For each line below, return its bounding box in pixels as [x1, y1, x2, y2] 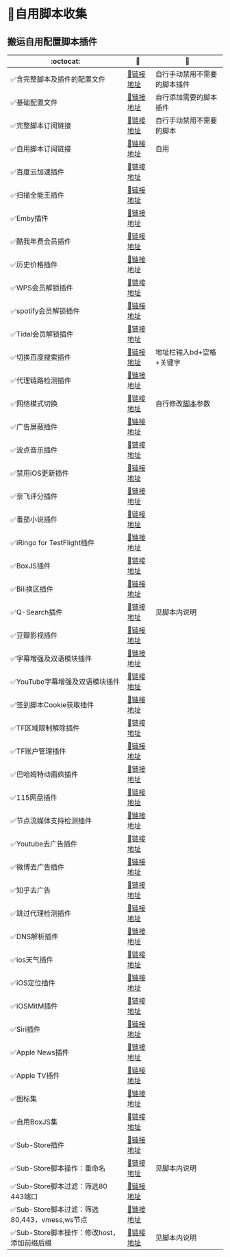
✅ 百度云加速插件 [10, 168, 65, 176]
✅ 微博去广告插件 [10, 862, 65, 872]
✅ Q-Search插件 [10, 608, 63, 616]
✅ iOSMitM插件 [10, 1002, 58, 1011]
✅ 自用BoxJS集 [10, 1117, 58, 1127]
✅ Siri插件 [10, 1024, 41, 1034]
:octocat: [51, 56, 81, 66]
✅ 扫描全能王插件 [10, 190, 65, 200]
